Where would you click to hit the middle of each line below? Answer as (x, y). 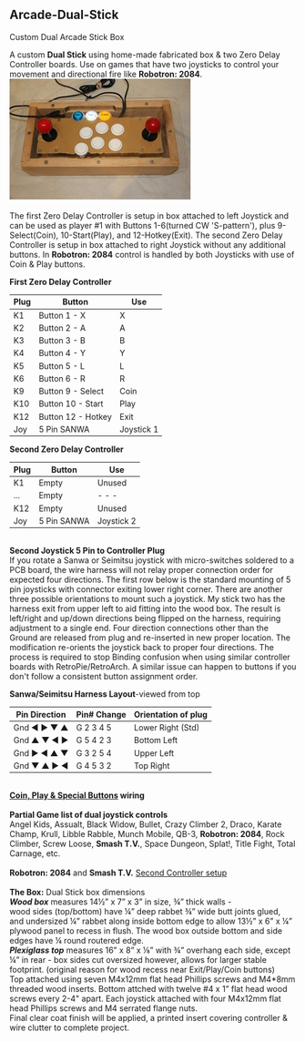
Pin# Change (101, 714)
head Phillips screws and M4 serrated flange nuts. (104, 1008)
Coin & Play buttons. (47, 264)
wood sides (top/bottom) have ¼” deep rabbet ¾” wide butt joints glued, (145, 912)
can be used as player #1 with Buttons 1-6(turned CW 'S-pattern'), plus (142, 225)
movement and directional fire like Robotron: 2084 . (106, 74)
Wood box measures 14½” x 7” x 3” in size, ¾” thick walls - (121, 902)
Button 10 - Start (71, 404)
